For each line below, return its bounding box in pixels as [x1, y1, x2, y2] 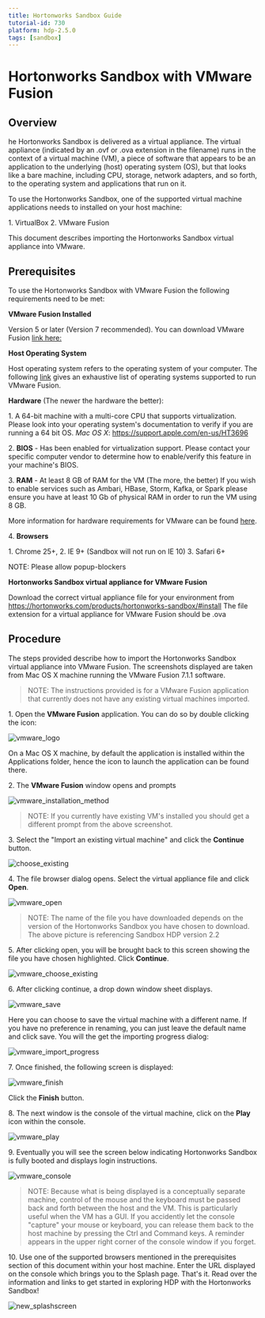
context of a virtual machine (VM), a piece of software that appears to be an [8, 153, 256, 163]
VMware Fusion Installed [8, 309, 92, 319]
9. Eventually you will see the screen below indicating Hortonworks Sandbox [8, 1147, 257, 1157]
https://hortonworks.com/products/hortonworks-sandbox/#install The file [8, 601, 248, 611]
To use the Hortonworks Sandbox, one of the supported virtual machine [8, 195, 243, 204]
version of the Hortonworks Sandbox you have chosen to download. [27, 921, 250, 930]
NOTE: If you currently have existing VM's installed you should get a [27, 811, 250, 820]
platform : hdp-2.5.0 [8, 26, 77, 34]
